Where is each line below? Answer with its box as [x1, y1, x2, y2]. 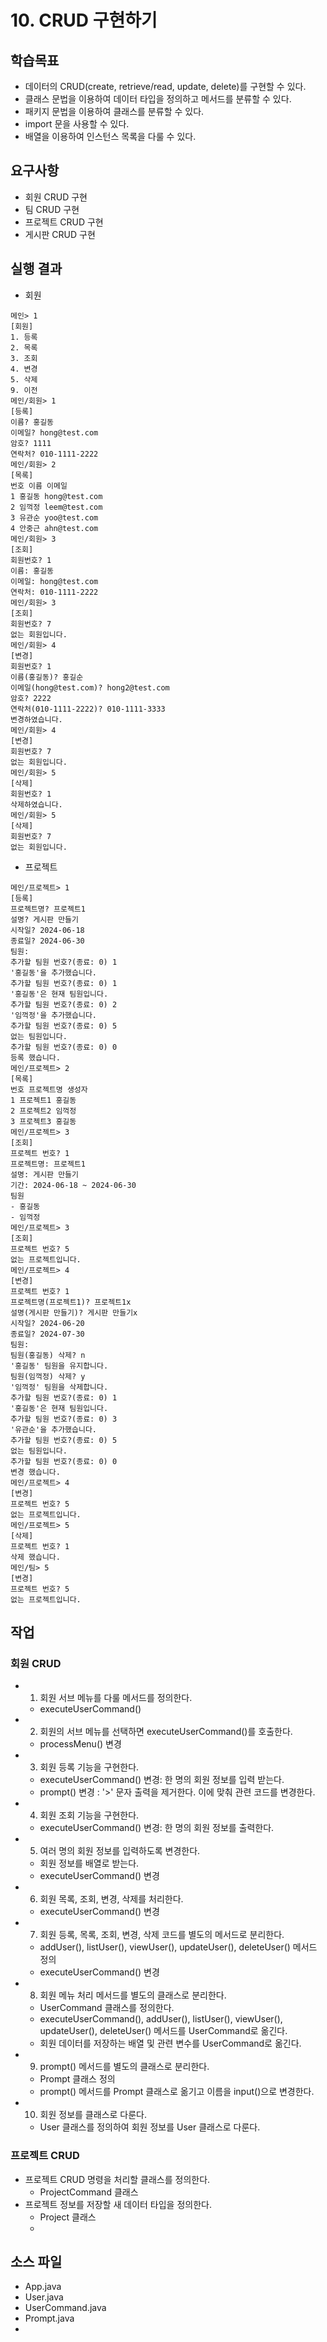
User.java [24, 2291, 64, 2303]
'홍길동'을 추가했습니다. [10, 967, 98, 978]
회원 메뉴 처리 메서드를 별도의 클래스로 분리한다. [39, 1989, 227, 2001]
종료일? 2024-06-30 [10, 936, 85, 946]
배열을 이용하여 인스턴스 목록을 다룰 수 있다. [24, 131, 197, 142]
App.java [24, 2281, 62, 2293]
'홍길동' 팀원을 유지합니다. [10, 1361, 109, 1371]
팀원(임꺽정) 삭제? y [10, 1371, 86, 1381]
